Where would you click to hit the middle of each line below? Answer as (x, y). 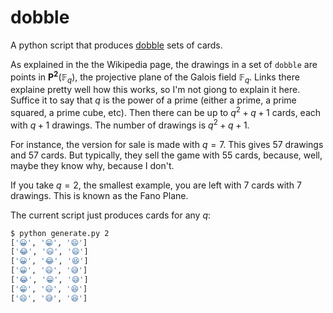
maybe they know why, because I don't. (92, 165)
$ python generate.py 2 (60, 233)
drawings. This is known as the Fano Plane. (99, 195)
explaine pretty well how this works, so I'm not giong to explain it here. (155, 90)
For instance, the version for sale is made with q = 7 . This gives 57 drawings (167, 144)
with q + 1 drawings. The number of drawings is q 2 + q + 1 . (130, 124)
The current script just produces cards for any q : (111, 215)
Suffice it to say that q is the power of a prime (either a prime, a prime (153, 100)
